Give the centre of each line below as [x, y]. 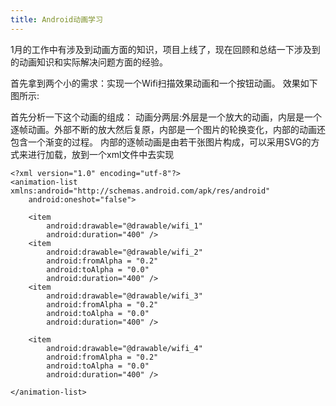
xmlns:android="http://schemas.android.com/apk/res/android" [140, 191]
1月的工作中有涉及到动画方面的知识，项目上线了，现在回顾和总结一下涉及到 [165, 49]
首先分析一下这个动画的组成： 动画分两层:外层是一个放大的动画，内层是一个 [166, 117]
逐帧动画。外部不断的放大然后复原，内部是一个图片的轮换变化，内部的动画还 [168, 129]
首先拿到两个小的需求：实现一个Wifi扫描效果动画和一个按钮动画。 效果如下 [164, 83]
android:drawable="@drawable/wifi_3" [124, 296]
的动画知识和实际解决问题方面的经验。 [89, 62]
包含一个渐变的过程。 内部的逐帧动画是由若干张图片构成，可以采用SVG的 [161, 142]
